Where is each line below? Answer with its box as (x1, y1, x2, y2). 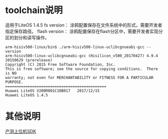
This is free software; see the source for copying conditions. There (5, 66, 158, 71)
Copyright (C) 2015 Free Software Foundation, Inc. (5, 62, 115, 67)
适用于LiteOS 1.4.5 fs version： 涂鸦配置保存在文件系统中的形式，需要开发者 (5, 22, 162, 28)
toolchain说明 (5, 4, 63, 16)
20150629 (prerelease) (5, 57, 53, 62)
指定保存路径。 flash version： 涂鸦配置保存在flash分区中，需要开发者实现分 (5, 28, 163, 34)
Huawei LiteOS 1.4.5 (5, 92, 49, 97)
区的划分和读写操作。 (5, 34, 49, 40)
